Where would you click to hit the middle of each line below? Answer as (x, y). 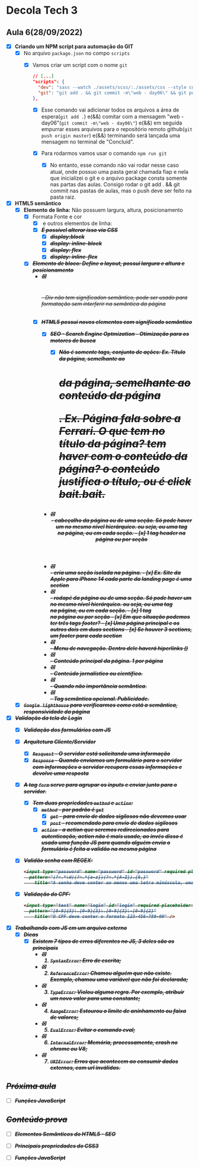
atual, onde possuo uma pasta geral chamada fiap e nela (119, 171)
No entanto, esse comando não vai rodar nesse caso (115, 165)
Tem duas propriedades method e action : (83, 803)
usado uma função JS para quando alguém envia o (106, 842)
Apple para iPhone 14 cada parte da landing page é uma (121, 578)
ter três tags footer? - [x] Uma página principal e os (115, 623)
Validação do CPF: (47, 894)
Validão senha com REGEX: (58, 860)
